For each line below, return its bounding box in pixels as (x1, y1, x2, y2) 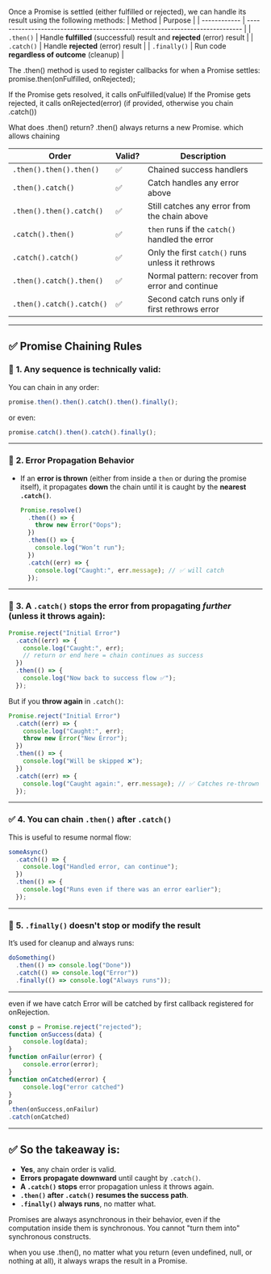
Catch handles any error (148, 177, 240, 188)
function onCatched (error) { (8, 1075, 106, 1083)
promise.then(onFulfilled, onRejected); (8, 74, 135, 83)
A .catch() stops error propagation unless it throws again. (19, 1181, 215, 1191)
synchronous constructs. (8, 1231, 91, 1241)
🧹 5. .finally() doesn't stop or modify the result (8, 920, 201, 931)
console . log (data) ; (23, 1038, 89, 1046)
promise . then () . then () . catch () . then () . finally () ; (8, 398, 179, 406)
